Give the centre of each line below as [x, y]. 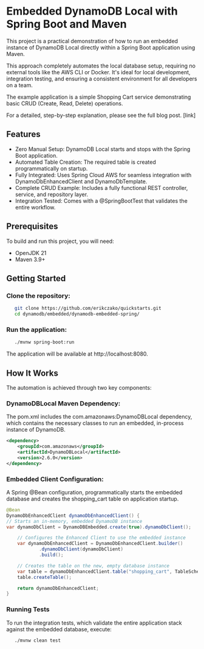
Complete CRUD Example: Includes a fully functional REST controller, [101, 188]
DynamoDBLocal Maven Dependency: [63, 403]
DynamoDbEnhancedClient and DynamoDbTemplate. [81, 181]
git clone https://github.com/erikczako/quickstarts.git [88, 309]
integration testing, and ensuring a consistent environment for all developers [102, 79]
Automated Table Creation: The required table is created [86, 162]
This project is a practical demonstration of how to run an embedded [92, 41]
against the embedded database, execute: [59, 629]
